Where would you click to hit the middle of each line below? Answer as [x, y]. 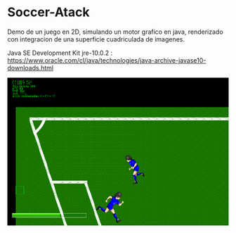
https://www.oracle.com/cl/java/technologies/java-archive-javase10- [107, 60]
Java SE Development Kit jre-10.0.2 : [60, 53]
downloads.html [31, 68]
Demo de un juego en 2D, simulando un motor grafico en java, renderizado [115, 32]
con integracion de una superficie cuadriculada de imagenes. [96, 39]
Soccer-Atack [48, 12]
